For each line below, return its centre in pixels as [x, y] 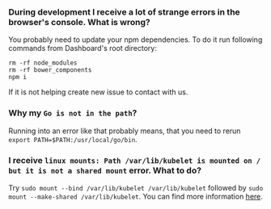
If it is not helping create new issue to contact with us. [98, 92]
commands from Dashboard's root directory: [83, 48]
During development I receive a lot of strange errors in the [124, 12]
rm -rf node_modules [43, 63]
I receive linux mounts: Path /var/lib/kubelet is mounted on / [135, 160]
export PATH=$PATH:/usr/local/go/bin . [73, 139]
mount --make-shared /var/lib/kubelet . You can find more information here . [135, 196]
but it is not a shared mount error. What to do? [105, 170]
